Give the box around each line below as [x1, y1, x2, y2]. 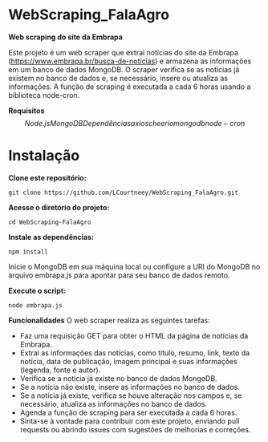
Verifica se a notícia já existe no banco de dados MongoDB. [19, 373, 218, 383]
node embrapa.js [8, 301, 63, 310]
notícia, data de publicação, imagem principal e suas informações [19, 356, 238, 366]
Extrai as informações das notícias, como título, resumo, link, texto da [19, 347, 250, 358]
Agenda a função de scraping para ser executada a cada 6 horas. [19, 408, 238, 417]
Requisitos [8, 106, 45, 116]
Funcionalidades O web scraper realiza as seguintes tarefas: [8, 315, 210, 325]
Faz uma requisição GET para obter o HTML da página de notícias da [19, 330, 249, 340]
